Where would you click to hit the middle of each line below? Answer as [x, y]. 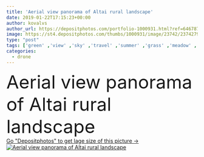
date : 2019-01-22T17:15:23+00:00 [49, 18]
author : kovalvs [27, 23]
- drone [22, 57]
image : [15, 34]
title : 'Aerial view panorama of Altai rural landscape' [80, 12]
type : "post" [23, 40]
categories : [21, 51]
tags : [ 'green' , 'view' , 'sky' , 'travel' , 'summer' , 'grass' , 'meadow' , [102, 46]
